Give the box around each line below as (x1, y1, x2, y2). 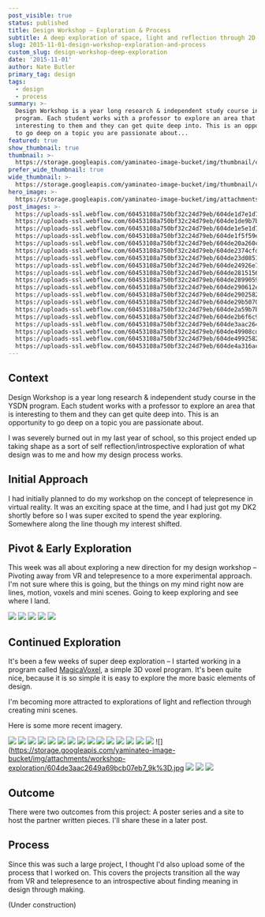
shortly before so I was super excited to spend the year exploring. (8, 511, 222, 520)
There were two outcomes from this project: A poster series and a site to (8, 807, 244, 817)
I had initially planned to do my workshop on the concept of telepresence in (8, 493, 254, 503)
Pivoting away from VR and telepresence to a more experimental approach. (8, 571, 252, 581)
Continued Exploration (8, 636, 121, 649)
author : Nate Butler (8, 63, 77, 71)
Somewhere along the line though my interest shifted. (8, 519, 182, 528)
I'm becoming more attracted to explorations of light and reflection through (8, 697, 252, 707)
